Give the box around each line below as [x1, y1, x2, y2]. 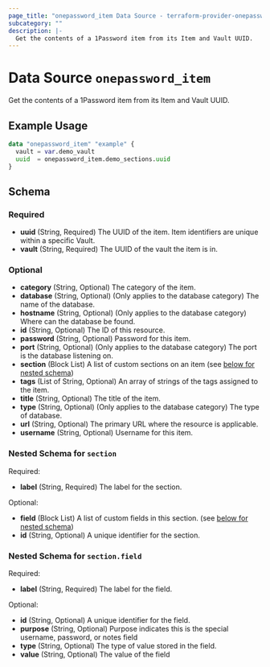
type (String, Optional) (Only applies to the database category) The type [19, 402, 260, 412]
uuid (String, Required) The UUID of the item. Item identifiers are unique [19, 227, 259, 237]
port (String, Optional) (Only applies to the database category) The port [19, 343, 257, 352]
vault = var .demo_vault [15, 147, 95, 155]
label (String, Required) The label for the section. [19, 482, 182, 492]
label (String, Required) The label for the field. [19, 584, 173, 594]
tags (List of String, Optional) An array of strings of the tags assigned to [19, 377, 259, 386]
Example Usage [8, 118, 88, 133]
